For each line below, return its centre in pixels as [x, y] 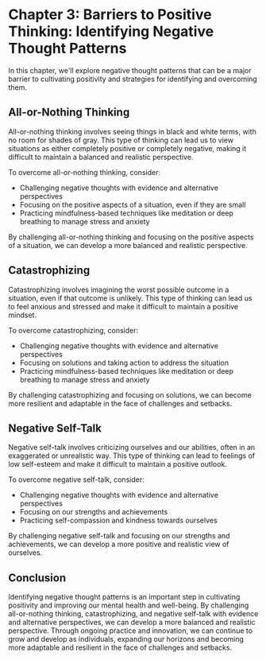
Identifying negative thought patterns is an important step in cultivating [124, 597]
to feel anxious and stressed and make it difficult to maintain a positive [123, 306]
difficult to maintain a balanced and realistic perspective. [101, 157]
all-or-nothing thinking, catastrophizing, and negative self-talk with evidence [133, 614]
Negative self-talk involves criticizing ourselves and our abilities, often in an [132, 448]
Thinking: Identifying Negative [111, 31]
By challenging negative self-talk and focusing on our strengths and [119, 536]
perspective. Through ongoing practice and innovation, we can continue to [130, 631]
